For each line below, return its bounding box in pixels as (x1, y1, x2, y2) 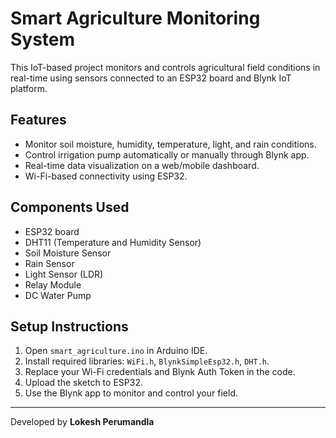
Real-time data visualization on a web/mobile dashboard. (24, 159, 260, 171)
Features (10, 112, 67, 129)
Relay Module (24, 278, 82, 291)
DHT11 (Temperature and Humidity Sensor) (24, 236, 202, 248)
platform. (10, 82, 48, 94)
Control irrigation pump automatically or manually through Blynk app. (24, 148, 310, 161)
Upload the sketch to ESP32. (24, 377, 143, 389)
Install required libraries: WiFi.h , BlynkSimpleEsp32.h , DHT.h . (24, 355, 270, 367)
